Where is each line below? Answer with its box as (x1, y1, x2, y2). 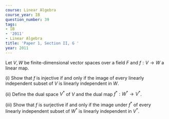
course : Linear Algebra (5, 7, 57, 13)
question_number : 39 (5, 17, 50, 22)
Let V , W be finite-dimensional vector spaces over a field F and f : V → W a (5, 59, 164, 65)
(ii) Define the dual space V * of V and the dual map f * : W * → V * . (5, 90, 142, 97)
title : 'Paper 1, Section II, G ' (5, 41, 80, 46)
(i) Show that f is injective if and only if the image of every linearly (5, 75, 144, 81)
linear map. (5, 65, 29, 71)
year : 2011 (5, 45, 29, 51)
